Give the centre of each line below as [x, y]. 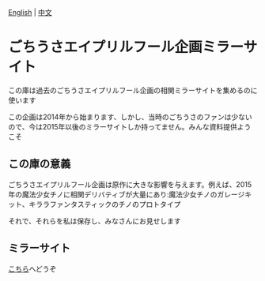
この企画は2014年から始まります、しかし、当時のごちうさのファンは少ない [130, 117]
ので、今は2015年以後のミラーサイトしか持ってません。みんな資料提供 [123, 126]
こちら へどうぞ [32, 268]
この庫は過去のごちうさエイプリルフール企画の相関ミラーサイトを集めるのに [133, 90]
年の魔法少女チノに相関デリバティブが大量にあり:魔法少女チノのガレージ [127, 194]
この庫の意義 [40, 164]
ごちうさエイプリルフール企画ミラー [126, 47]
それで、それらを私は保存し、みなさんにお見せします [95, 221]
